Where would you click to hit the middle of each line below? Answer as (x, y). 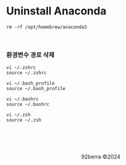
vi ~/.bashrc (22, 99)
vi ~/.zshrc (21, 68)
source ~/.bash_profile (36, 89)
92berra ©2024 (101, 157)
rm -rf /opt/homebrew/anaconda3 (46, 27)
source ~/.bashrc (28, 104)
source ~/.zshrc (26, 73)
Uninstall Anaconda (56, 11)
